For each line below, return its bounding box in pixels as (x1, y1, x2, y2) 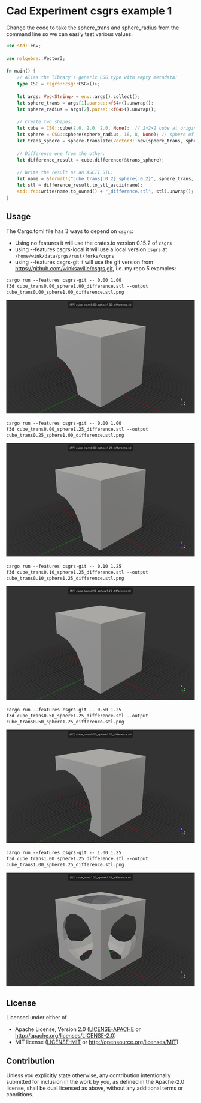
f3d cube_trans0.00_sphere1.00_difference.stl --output (6, 283, 148, 289)
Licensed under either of (6, 1014, 67, 1021)
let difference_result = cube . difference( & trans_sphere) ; (17, 157, 165, 163)
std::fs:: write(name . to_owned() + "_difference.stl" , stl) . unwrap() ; (17, 189, 194, 195)
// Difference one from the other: (17, 150, 106, 157)
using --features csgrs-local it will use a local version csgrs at (14, 245, 167, 253)
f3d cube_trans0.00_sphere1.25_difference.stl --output (6, 427, 148, 433)
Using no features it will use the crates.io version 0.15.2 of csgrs (14, 239, 172, 246)
